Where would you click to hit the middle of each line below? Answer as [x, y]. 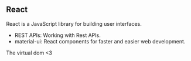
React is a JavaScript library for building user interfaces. [74, 23]
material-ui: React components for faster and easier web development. [100, 41]
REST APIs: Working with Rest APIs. [57, 35]
